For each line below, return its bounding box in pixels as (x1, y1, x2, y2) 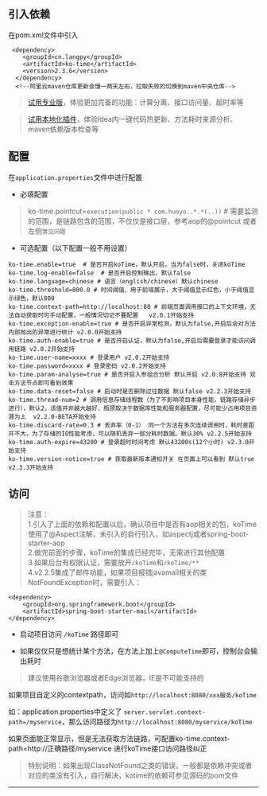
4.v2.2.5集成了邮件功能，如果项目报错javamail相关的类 (27, 568, 207, 577)
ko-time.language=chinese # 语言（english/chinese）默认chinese (8, 277, 219, 285)
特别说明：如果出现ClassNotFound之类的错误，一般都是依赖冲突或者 (27, 761, 253, 771)
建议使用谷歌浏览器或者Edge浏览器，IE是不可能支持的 (27, 673, 204, 683)
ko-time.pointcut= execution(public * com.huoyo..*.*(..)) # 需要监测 (27, 206, 258, 216)
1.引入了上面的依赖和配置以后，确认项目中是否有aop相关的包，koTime (27, 520, 257, 529)
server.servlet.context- (123, 708, 206, 716)
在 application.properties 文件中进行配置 (8, 172, 143, 181)
